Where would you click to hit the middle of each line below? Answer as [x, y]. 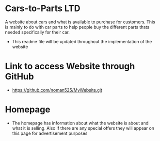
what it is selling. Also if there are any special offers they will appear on [83, 128]
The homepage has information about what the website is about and [80, 123]
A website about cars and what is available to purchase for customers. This [80, 22]
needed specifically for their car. [37, 32]
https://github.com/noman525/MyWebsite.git [57, 90]
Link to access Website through [70, 66]
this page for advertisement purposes [50, 133]
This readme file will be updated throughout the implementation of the [82, 41]
